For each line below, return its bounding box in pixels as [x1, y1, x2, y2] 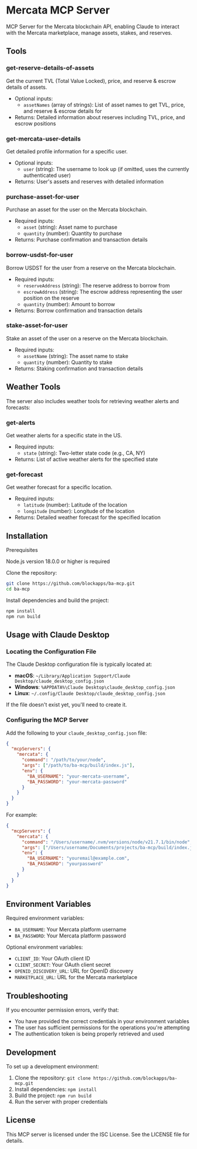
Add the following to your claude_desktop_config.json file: [6, 729, 147, 736]
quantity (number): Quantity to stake [23, 359, 113, 366]
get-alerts [6, 418, 36, 427]
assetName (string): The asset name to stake [23, 352, 129, 359]
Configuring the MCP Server [6, 716, 89, 724]
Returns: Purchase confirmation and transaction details [14, 236, 148, 243]
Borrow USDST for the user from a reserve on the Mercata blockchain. [6, 264, 176, 271]
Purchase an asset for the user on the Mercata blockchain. [6, 206, 148, 213]
